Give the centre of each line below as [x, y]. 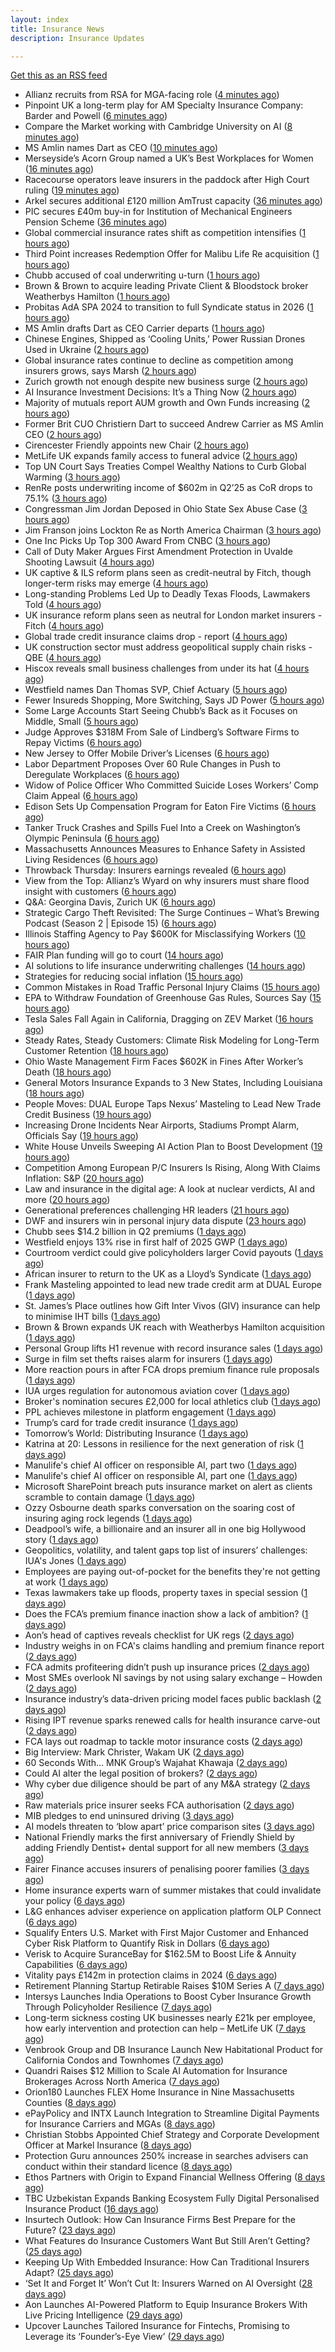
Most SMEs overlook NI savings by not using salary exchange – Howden [173, 1678]
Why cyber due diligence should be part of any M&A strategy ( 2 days [167, 1784]
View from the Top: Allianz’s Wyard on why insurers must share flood [167, 881]
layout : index [40, 19]
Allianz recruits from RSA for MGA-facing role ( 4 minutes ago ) [152, 95]
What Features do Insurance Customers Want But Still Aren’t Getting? [167, 2241]
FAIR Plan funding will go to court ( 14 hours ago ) [124, 955]
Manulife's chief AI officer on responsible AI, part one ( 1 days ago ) [161, 1476]
